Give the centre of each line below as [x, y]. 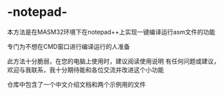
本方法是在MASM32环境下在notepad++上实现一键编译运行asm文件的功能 [111, 32]
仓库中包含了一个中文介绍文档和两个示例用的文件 [76, 84]
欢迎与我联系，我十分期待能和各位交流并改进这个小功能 [85, 70]
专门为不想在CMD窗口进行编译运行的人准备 [68, 46]
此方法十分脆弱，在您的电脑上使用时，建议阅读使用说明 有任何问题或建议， [114, 61]
